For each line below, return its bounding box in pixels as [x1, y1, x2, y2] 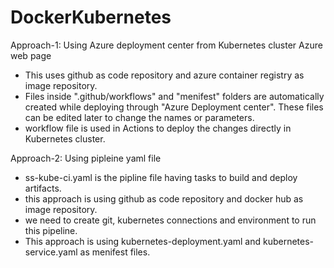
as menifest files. [79, 246, 151, 258]
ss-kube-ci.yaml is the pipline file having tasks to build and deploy [24, 171, 298, 183]
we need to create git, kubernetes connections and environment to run [24, 214, 317, 226]
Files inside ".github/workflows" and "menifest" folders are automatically [24, 90, 325, 102]
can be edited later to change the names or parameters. [24, 111, 255, 123]
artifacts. [24, 182, 62, 194]
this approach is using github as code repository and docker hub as [24, 192, 304, 205]
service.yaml [24, 246, 78, 258]
